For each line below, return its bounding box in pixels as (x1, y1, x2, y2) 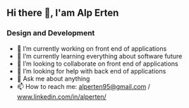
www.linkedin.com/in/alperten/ (16, 92, 106, 101)
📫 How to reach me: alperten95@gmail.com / (16, 82, 151, 90)
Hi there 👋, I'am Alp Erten (6, 7, 119, 19)
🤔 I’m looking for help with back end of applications (16, 66, 166, 75)
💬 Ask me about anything (16, 74, 90, 83)
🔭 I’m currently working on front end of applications (16, 44, 167, 53)
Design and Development (6, 28, 95, 38)
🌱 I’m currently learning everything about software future (16, 52, 183, 60)
